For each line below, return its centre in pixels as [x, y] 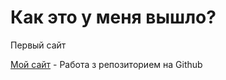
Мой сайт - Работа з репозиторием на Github [106, 64]
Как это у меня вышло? [113, 17]
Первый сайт [38, 45]
